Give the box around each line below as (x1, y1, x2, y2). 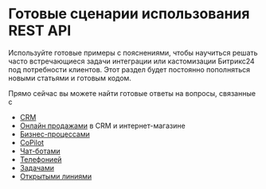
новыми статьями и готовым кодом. (8, 73, 131, 83)
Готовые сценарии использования (8, 5, 250, 23)
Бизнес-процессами (19, 129, 90, 139)
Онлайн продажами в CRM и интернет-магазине (19, 121, 186, 130)
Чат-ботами (19, 146, 61, 156)
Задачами (19, 163, 54, 172)
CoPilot (19, 137, 45, 147)
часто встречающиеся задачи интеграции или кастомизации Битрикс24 (8, 56, 255, 66)
